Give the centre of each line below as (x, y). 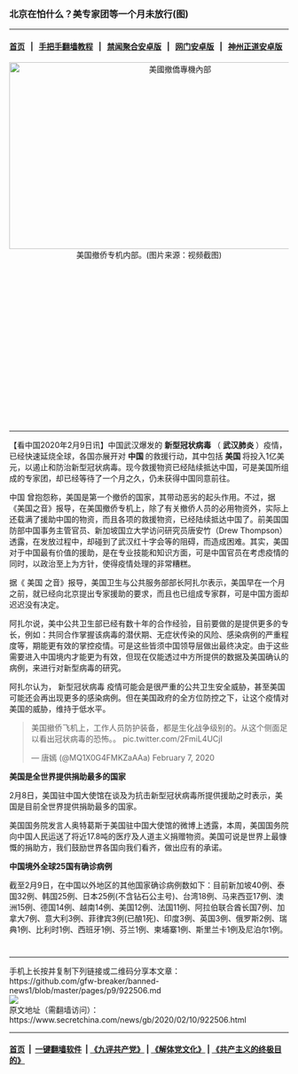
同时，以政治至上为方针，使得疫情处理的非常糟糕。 (102, 563)
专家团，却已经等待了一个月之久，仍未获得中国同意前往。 (129, 478)
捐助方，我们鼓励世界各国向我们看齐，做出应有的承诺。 (125, 847)
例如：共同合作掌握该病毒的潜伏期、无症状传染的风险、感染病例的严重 (153, 634)
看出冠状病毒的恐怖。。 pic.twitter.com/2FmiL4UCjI (131, 739)
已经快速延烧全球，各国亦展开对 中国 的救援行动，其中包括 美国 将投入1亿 (143, 456)
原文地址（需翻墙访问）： (54, 1009)
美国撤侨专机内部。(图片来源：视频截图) (149, 255)
